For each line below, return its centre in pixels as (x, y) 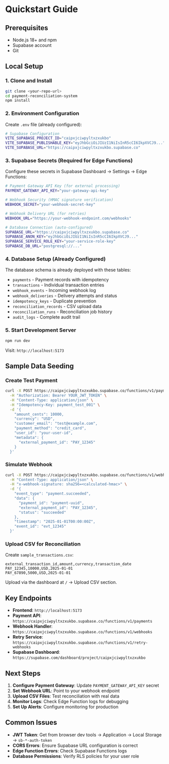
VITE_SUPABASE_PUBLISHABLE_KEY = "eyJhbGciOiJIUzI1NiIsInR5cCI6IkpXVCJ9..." (85, 143)
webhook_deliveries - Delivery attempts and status (65, 296)
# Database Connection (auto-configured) (49, 227)
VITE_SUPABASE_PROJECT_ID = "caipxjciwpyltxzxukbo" (58, 138)
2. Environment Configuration (42, 113)
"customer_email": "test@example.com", (56, 424)
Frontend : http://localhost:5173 (47, 610)
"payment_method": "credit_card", (50, 428)
